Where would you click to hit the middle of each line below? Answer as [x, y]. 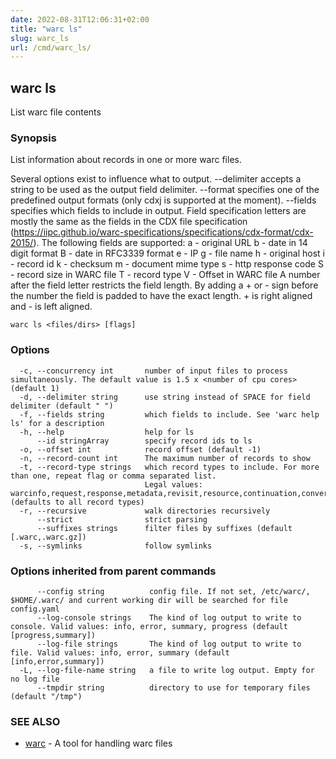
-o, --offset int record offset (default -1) [140, 449]
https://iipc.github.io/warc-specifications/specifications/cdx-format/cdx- [163, 232]
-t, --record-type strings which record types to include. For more [169, 467]
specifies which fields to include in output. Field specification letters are [158, 211]
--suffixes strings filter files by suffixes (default [164, 528]
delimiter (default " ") [62, 406]
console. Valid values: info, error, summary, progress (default [149, 626]
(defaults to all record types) [77, 502]
